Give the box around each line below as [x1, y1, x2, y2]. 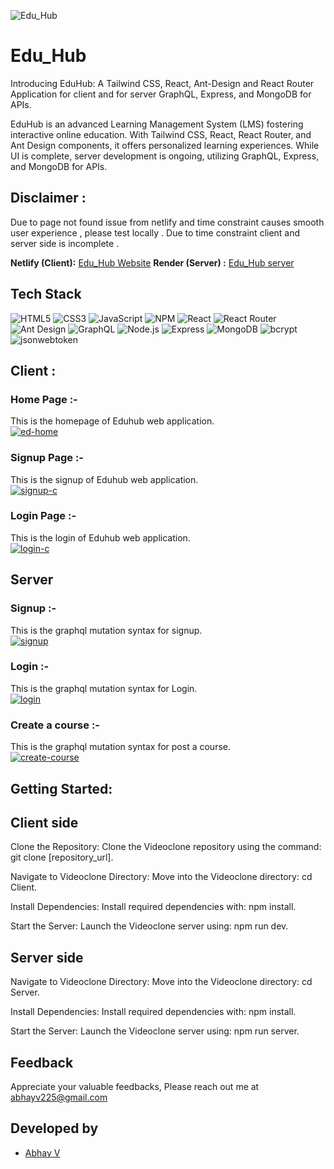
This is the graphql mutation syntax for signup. [10, 624, 203, 636]
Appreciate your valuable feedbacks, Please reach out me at [10, 1080, 260, 1092]
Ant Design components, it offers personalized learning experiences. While [10, 139, 320, 151]
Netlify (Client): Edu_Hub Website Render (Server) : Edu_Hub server [10, 256, 295, 269]
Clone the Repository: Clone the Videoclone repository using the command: [10, 841, 322, 853]
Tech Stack [10, 286, 82, 303]
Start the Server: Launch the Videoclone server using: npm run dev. [10, 920, 289, 932]
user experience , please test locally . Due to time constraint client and [10, 226, 301, 239]
